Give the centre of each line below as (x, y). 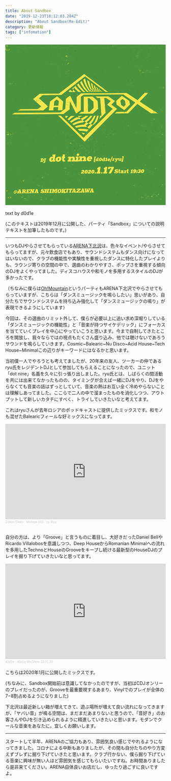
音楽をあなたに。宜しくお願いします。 (59, 726)
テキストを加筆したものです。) (36, 230)
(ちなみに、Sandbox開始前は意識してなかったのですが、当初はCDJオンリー (84, 683)
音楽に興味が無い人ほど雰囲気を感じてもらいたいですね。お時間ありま (83, 761)
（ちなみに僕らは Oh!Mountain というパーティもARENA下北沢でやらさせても (84, 288)
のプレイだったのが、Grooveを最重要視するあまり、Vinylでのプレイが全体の (85, 690)
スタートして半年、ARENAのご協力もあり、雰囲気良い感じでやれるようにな (84, 742)
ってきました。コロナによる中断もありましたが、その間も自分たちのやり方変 (85, 748)
